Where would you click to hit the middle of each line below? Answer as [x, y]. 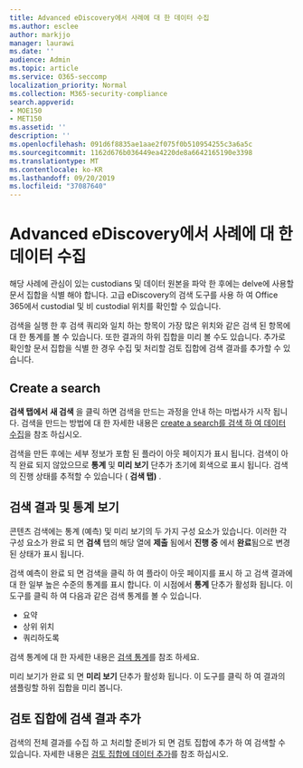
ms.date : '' [32, 52]
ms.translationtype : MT [54, 161]
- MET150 [26, 119]
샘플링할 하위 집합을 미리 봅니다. [66, 687]
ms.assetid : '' [38, 128]
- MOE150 [26, 111]
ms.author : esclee [44, 26]
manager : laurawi [42, 43]
